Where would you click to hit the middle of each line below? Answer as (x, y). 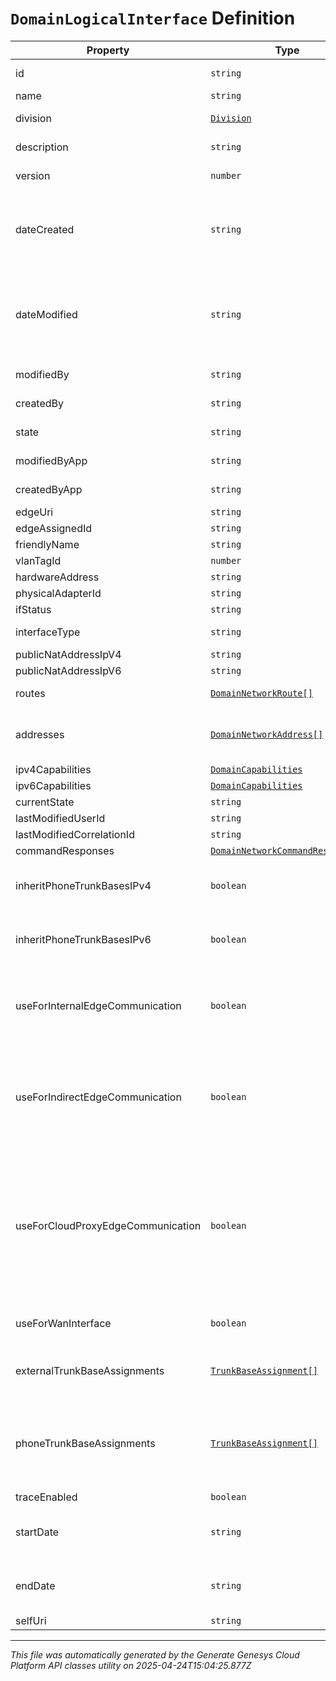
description (42, 147)
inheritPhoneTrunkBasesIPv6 (83, 939)
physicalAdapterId (58, 593)
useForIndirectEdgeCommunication (98, 1097)
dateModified (46, 314)
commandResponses (65, 850)
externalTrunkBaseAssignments (90, 1370)
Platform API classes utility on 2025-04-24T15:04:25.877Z (131, 1665)
